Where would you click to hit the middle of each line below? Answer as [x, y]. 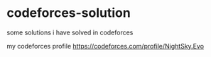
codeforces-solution [69, 13]
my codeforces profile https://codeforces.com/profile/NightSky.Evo [105, 46]
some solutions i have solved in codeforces [70, 32]
